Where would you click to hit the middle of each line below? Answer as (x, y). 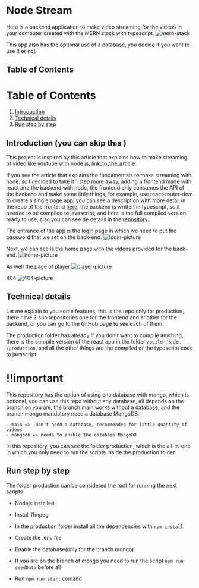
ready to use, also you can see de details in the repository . (78, 219)
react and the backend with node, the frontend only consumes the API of (95, 188)
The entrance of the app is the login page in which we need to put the (91, 231)
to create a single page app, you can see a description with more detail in (96, 200)
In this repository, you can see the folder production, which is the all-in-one (99, 446)
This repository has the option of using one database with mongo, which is (97, 394)
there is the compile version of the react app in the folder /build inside (93, 341)
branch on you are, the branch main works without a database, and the (93, 407)
